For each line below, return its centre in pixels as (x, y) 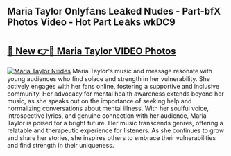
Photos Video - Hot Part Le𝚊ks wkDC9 (91, 23)
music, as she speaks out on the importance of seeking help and (100, 101)
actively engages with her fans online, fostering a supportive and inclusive (113, 86)
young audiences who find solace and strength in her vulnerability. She (109, 79)
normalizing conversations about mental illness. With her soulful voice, (108, 108)
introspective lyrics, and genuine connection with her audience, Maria (107, 116)
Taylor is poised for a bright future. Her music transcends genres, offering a (115, 123)
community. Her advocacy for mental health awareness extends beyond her (115, 94)
